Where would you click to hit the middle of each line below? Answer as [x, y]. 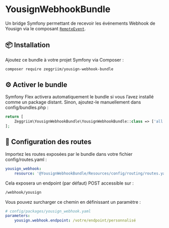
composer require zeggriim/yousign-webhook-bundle [59, 69]
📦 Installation [28, 45]
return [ [14, 117]
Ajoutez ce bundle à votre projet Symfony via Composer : [65, 60]
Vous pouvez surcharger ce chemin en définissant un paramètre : [73, 202]
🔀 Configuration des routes [48, 142]
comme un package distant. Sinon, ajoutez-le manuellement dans [73, 102]
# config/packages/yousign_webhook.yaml [48, 211]
